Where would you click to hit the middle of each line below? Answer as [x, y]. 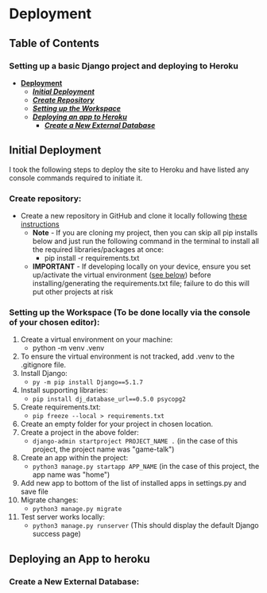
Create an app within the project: [74, 458]
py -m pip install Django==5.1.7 [88, 382]
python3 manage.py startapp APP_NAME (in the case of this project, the [146, 467]
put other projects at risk [73, 292]
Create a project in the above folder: [80, 432]
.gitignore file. [43, 365]
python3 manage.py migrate [77, 510]
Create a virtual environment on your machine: [97, 339]
